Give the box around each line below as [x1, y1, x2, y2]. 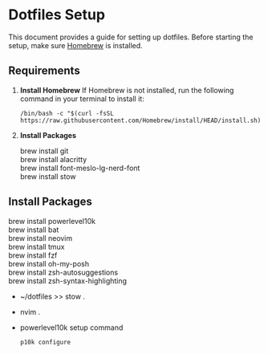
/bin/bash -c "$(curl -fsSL [19, 109, 114, 117]
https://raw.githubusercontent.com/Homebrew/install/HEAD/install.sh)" [19, 116, 265, 124]
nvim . [19, 307, 41, 316]
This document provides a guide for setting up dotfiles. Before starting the [8, 32, 254, 42]
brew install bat [8, 225, 59, 234]
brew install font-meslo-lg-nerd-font [19, 163, 140, 173]
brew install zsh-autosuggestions [8, 267, 119, 277]
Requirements [8, 64, 80, 78]
